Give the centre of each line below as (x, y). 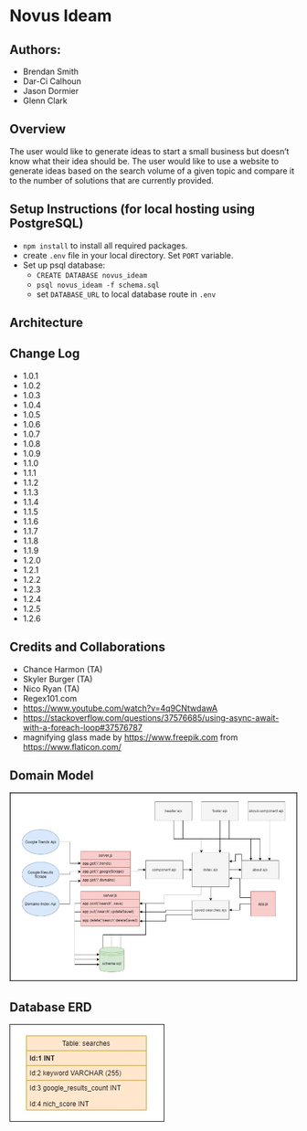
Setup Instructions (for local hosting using (132, 210)
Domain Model (52, 776)
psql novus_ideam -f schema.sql (98, 285)
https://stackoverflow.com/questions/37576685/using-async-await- (151, 717)
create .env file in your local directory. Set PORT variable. (128, 255)
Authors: (35, 50)
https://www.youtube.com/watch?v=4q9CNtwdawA (120, 708)
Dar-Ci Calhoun (52, 81)
